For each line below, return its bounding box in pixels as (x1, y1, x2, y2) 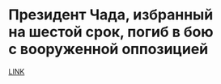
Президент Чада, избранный (8, 6, 214, 24)
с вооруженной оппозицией (8, 40, 209, 58)
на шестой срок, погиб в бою (8, 23, 214, 41)
